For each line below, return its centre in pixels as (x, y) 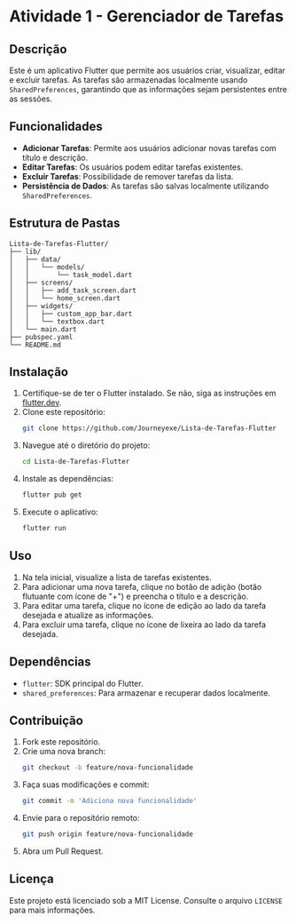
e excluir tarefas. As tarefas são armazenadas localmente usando (129, 80)
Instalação (39, 372)
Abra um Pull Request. (62, 851)
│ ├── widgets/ (41, 306)
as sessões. (31, 99)
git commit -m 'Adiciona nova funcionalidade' (109, 801)
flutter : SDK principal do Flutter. (82, 683)
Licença (32, 879)
